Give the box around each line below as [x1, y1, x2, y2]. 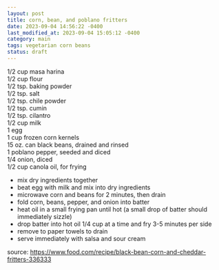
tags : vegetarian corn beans [7, 42, 91, 49]
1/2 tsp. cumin [7, 104, 47, 112]
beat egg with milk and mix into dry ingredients [17, 183, 151, 191]
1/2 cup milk [7, 118, 41, 127]
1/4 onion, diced [7, 155, 53, 163]
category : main [7, 36, 51, 43]
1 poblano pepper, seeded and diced [7, 147, 111, 156]
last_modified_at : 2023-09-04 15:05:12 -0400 [7, 29, 140, 37]
